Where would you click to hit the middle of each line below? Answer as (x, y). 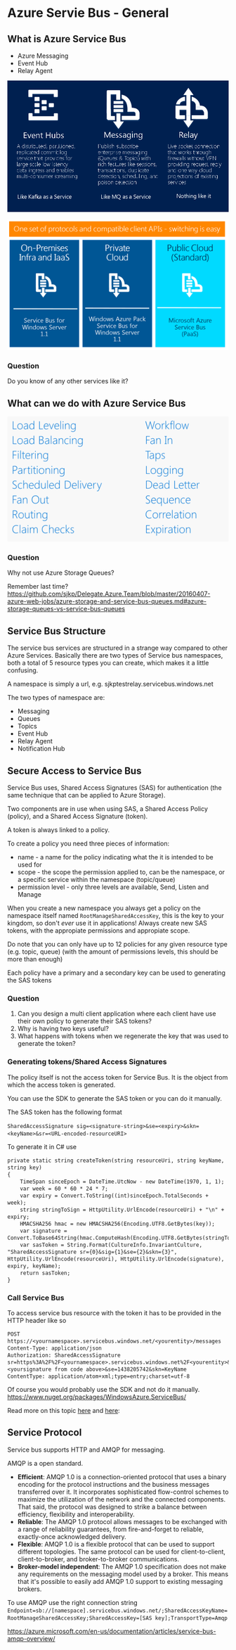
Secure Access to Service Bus (74, 770)
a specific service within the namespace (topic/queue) (96, 880)
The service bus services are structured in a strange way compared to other (118, 648)
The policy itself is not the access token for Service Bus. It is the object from (118, 1077)
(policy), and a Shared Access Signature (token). (78, 817)
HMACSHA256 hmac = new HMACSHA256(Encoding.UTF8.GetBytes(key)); (118, 1224)
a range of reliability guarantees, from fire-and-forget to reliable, (111, 1529)
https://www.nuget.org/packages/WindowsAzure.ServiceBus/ (97, 1397)
